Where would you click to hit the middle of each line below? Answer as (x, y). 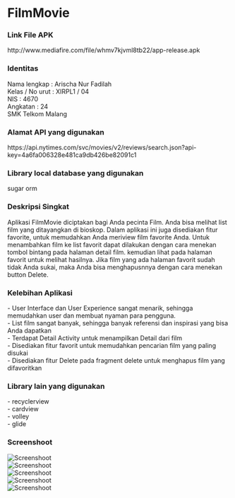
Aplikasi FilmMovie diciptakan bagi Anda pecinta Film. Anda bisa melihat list (117, 222)
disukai (18, 353)
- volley (18, 416)
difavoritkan (25, 368)
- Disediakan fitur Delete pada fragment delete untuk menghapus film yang (116, 360)
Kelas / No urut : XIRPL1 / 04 (48, 91)
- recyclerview (28, 401)
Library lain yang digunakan (56, 386)
